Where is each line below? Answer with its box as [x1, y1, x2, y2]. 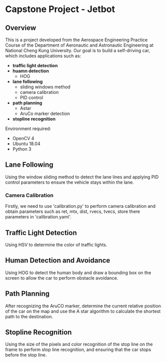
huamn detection [12, 68, 49, 74]
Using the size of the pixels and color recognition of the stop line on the [5, 341, 153, 347]
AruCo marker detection [20, 110, 70, 116]
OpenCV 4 [12, 136, 35, 141]
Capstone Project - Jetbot [5, 4, 115, 15]
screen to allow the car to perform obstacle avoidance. [5, 275, 119, 281]
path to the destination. [5, 313, 53, 319]
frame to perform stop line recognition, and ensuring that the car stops [5, 346, 151, 352]
